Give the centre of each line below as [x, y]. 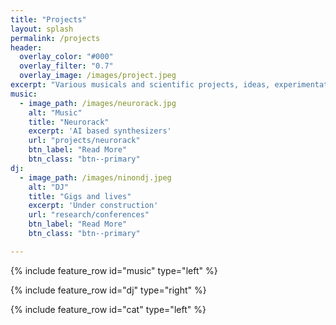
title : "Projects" [48, 19]
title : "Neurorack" [69, 122]
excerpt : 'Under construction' [93, 206]
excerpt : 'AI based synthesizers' [100, 131]
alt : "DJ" [49, 187]
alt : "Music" [55, 112]
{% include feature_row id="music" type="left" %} [114, 270]
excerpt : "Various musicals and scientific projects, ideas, [140, 85]
